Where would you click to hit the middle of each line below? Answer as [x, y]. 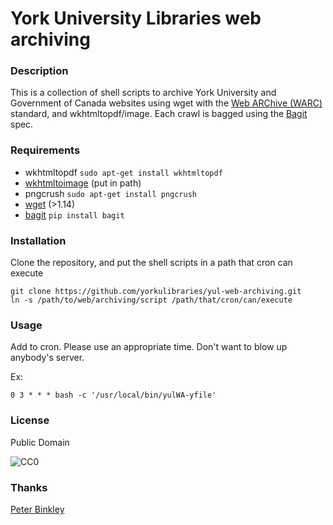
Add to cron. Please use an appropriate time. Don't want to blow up [149, 347]
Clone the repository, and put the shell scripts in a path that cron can [151, 263]
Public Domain [40, 442]
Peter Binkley [37, 509]
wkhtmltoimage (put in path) [83, 183]
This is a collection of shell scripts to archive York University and [143, 93]
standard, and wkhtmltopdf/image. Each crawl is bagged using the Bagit [159, 114]
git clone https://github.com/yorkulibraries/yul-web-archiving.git [156, 292]
